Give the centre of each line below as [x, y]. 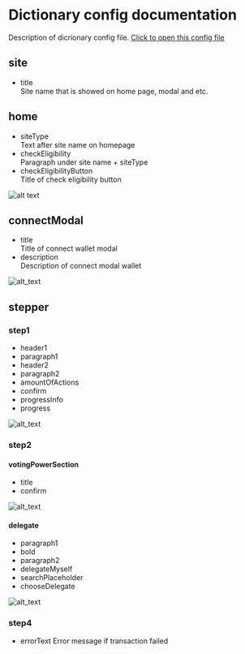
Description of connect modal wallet [81, 266]
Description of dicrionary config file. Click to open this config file [116, 37]
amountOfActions [49, 382]
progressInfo [41, 400]
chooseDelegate [47, 587]
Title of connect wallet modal [69, 248]
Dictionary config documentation [123, 15]
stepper [29, 307]
